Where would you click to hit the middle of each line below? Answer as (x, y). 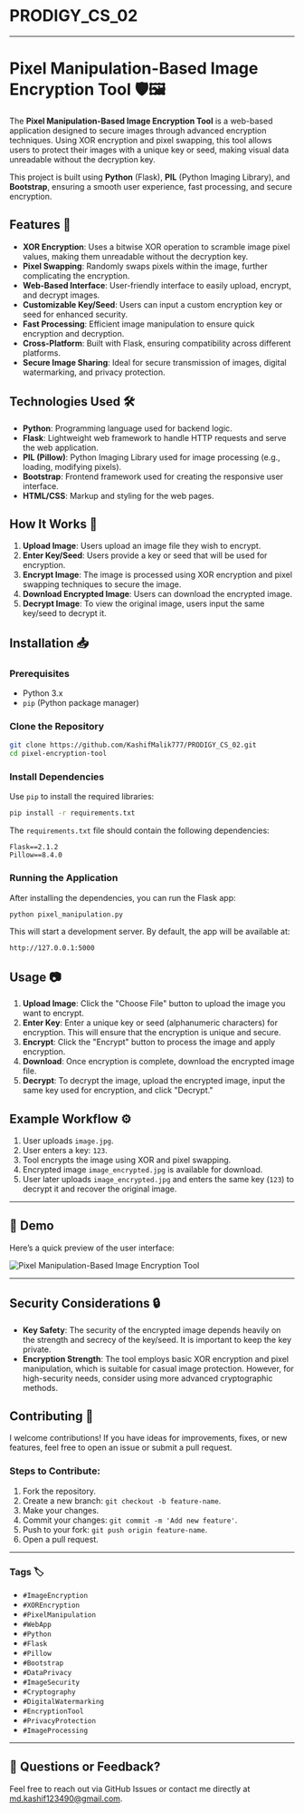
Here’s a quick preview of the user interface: (92, 1248)
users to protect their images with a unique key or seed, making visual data (149, 150)
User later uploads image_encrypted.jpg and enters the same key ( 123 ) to (158, 1180)
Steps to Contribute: (55, 1471)
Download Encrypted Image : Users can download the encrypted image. (157, 594)
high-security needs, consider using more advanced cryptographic (147, 1378)
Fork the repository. (59, 1491)
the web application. (61, 447)
